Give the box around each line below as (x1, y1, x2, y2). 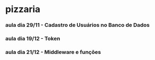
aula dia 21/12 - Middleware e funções (5, 48, 101, 55)
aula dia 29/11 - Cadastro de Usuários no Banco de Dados (5, 22, 150, 29)
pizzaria (5, 4, 40, 15)
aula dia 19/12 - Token (5, 35, 60, 42)
